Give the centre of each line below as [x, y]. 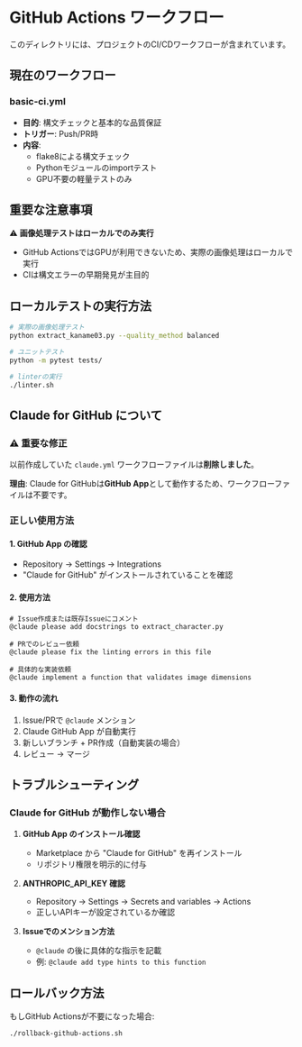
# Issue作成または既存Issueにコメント [74, 619]
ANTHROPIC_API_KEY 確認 [74, 884]
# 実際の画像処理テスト [47, 328]
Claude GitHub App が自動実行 [79, 731]
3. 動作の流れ [34, 698]
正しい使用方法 [42, 521]
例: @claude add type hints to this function [121, 962]
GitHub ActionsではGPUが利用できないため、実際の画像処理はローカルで [157, 252]
